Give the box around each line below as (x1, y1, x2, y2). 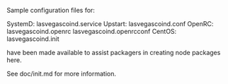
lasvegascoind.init (6, 35, 59, 43)
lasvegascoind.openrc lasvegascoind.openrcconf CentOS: (6, 28, 177, 35)
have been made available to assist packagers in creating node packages (6, 49, 221, 56)
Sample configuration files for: (6, 6, 95, 14)
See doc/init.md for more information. (6, 70, 116, 78)
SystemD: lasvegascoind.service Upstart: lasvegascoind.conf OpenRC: (6, 20, 214, 28)
